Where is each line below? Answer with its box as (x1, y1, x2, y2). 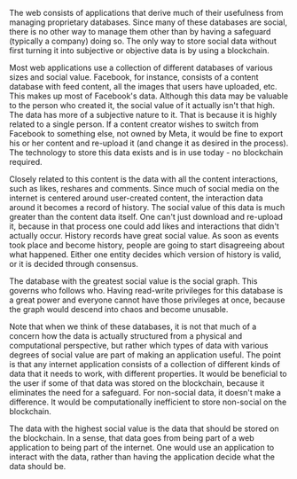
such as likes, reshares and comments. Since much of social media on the (9, 184, 279, 193)
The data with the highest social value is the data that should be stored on (9, 423, 279, 434)
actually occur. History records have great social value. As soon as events (9, 231, 279, 240)
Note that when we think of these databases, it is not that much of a (9, 321, 257, 332)
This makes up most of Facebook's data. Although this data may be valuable (9, 90, 289, 101)
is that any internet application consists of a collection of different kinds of (9, 359, 281, 369)
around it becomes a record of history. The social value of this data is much (9, 202, 285, 212)
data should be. (9, 461, 66, 471)
